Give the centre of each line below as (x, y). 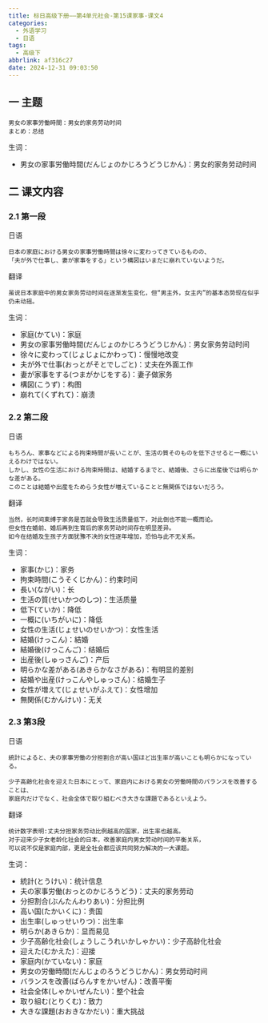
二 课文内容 (36, 192)
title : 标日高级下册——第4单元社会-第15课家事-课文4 (86, 16)
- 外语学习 (31, 30)
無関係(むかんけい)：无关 (61, 699)
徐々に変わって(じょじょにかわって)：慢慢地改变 (99, 355)
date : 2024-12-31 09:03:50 (53, 68)
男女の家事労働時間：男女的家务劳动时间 (65, 122)
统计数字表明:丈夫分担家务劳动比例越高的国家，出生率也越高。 (96, 831)
